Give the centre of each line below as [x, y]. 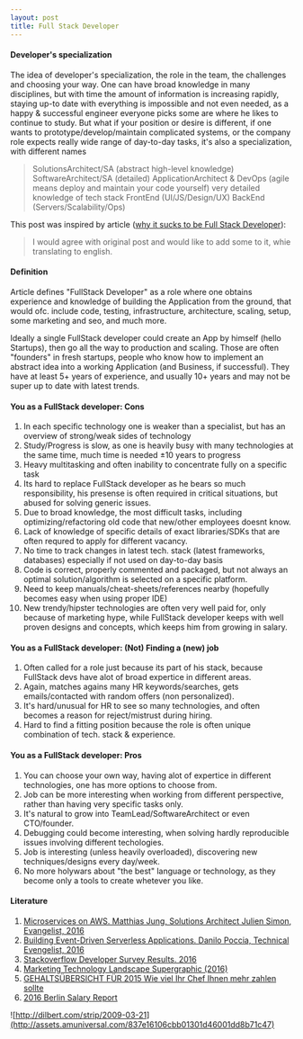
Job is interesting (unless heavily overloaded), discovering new [140, 852]
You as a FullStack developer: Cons [77, 407]
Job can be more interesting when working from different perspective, [153, 794]
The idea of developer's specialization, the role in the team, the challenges [148, 75]
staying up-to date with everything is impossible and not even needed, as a [149, 103]
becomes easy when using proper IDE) [95, 598]
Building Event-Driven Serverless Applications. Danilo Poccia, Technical [156, 940]
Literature [29, 901]
